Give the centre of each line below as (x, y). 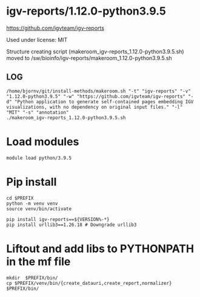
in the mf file (38, 261)
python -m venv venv (32, 203)
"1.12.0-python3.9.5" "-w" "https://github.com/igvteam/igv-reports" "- (100, 96)
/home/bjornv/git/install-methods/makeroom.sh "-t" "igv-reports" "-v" (98, 91)
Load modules (43, 142)
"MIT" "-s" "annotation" (38, 112)
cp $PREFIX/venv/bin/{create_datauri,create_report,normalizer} (89, 283)
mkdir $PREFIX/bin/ (32, 278)
